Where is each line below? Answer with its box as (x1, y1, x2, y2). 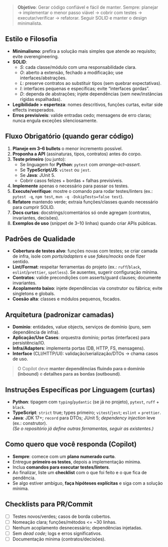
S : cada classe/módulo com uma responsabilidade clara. (19, 64, 136, 70)
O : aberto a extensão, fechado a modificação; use (19, 69, 123, 75)
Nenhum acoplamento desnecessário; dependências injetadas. (12, 524, 142, 530)
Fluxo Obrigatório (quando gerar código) (5, 132, 134, 141)
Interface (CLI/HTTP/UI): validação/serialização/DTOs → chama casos (12, 351, 158, 357)
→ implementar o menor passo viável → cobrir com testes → (17, 10, 142, 16)
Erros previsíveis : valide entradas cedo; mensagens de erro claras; (12, 112, 151, 118)
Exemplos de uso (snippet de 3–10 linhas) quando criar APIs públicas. (12, 220, 157, 226)
